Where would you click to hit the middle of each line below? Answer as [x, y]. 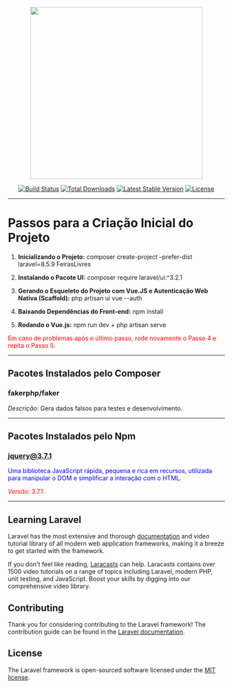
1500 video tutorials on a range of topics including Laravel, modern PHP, [110, 572]
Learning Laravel [45, 520]
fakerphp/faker [34, 393]
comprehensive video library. [49, 586]
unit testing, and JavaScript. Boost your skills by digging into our [99, 579]
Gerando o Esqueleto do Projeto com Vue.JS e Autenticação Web [113, 291]
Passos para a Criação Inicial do [101, 223]
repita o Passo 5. [32, 345]
